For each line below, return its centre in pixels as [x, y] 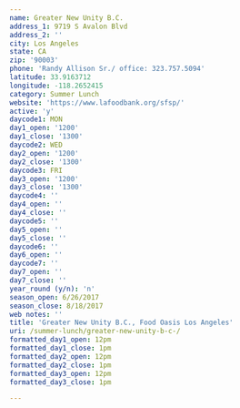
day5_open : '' [36, 229]
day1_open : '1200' [44, 128]
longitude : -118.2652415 [56, 86]
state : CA [28, 52]
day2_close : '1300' [46, 162]
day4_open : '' [36, 204]
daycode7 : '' [34, 264]
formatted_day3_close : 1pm [60, 382]
